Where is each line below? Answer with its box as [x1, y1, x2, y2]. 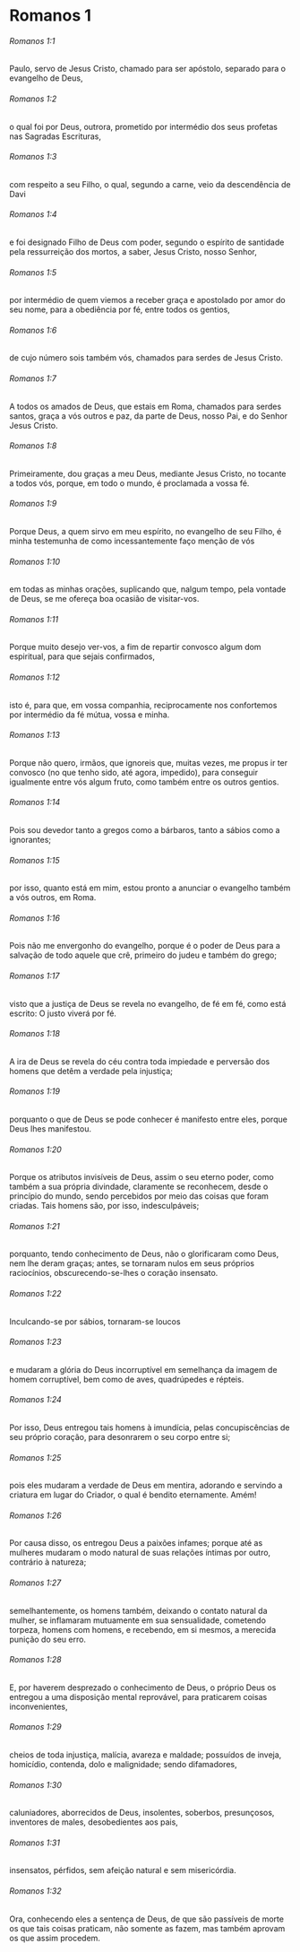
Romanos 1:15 [9, 855, 60, 865]
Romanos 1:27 [9, 1577, 62, 1588]
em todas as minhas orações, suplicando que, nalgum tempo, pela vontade [9, 584, 287, 594]
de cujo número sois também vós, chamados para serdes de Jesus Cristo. [9, 352, 284, 363]
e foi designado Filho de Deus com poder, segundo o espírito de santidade [9, 237, 285, 247]
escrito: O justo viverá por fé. [9, 1008, 116, 1019]
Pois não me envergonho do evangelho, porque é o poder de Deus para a [9, 941, 280, 951]
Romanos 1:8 [9, 440, 57, 451]
